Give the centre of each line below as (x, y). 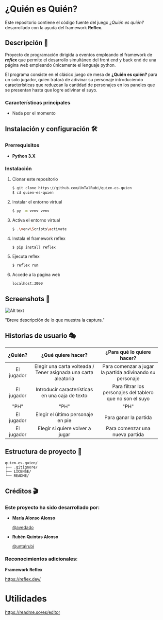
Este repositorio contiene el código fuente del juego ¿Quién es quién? (74, 22)
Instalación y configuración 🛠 (51, 129)
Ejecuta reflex (26, 256)
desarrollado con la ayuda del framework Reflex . (54, 27)
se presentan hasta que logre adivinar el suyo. (51, 90)
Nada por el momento (34, 113)
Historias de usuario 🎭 (41, 336)
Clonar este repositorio (35, 179)
